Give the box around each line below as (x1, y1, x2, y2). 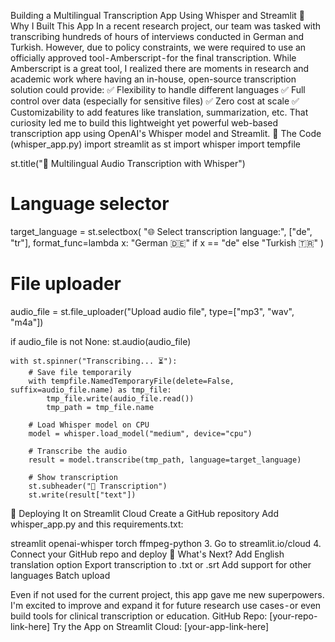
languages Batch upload (10, 569, 111, 581)
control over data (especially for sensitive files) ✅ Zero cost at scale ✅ (10, 95, 300, 107)
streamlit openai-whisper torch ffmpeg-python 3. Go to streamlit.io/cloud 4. (10, 537, 322, 549)
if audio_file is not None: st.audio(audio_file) (10, 335, 192, 347)
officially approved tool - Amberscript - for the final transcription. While (10, 52, 297, 64)
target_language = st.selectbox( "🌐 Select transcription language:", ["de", (10, 225, 313, 237)
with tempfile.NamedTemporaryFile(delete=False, (28, 376, 235, 386)
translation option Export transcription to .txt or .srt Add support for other (10, 558, 312, 570)
